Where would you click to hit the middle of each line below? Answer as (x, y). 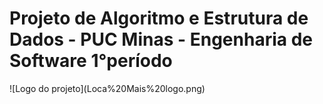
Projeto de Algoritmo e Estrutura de (159, 18)
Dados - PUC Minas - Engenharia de (161, 39)
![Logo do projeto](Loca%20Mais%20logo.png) (107, 88)
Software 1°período (91, 61)
